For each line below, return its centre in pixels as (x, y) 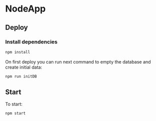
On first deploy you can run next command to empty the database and (78, 62)
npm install (18, 52)
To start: (14, 104)
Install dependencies (31, 42)
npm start (16, 113)
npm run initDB (21, 76)
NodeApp (26, 9)
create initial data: (24, 67)
